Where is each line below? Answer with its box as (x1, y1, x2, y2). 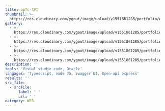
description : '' (5, 62, 38, 67)
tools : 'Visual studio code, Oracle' (5, 67, 82, 72)
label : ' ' (18, 89, 41, 94)
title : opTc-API (5, 7, 38, 12)
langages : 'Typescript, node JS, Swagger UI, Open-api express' (5, 71, 139, 76)
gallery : (5, 21, 23, 26)
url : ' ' (18, 94, 36, 99)
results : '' (5, 76, 29, 81)
